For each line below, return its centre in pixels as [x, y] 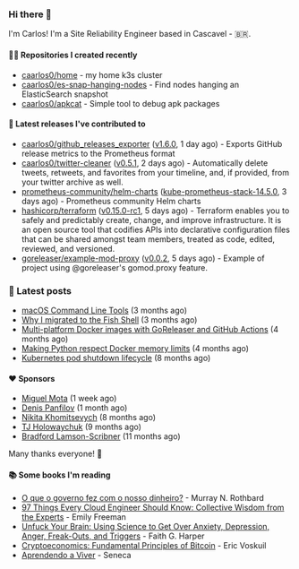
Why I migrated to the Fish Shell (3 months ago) [109, 320]
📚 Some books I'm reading [60, 475]
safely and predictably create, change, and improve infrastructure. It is [151, 220]
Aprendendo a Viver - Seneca [76, 556]
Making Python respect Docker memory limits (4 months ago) [135, 348]
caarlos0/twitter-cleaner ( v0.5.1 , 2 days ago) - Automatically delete [145, 163]
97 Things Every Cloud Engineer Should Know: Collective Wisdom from [153, 508]
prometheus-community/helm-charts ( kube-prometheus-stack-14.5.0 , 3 [154, 191]
